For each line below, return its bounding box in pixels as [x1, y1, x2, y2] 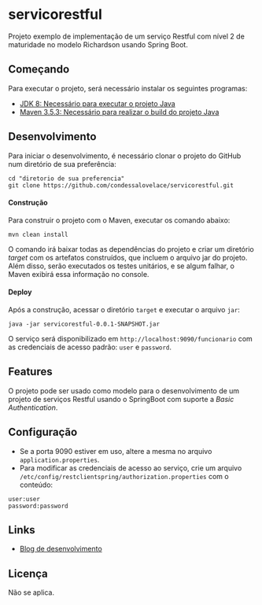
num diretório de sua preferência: [8, 159, 116, 168]
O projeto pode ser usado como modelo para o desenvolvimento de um [8, 386, 240, 395]
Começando [8, 63, 70, 76]
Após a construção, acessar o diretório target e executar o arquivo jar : [8, 304, 240, 314]
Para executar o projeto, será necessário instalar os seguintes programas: [8, 83, 248, 93]
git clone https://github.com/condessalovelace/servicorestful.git [8, 181, 234, 190]
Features [8, 365, 53, 378]
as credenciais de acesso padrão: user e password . [8, 342, 172, 352]
